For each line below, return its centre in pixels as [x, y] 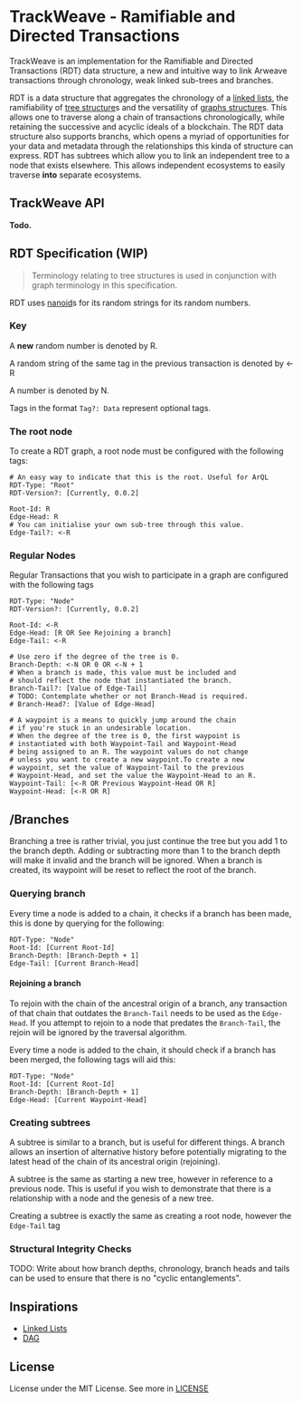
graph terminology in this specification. [104, 285]
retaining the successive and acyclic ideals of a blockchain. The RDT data [146, 126]
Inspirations [44, 1306]
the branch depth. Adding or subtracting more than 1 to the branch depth [145, 851]
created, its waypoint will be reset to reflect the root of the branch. [133, 870]
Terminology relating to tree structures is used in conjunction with [154, 275]
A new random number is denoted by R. [84, 345]
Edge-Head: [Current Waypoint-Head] [78, 1100]
